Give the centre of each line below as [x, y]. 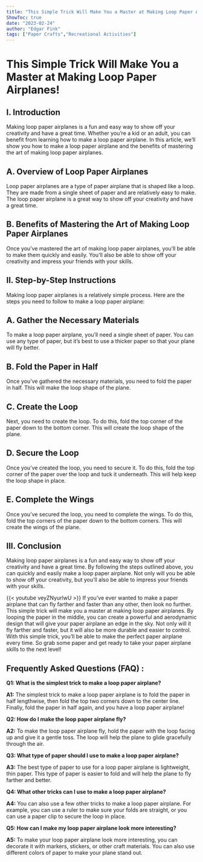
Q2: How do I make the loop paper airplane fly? [66, 719]
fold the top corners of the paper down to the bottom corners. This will [94, 520]
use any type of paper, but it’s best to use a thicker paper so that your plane [101, 341]
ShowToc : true [24, 18]
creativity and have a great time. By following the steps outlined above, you [100, 567]
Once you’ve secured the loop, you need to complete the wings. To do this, [100, 514]
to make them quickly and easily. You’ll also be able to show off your [91, 255]
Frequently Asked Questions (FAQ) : [75, 668]
